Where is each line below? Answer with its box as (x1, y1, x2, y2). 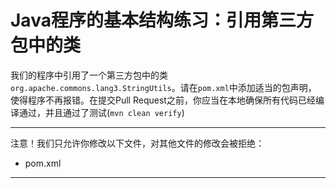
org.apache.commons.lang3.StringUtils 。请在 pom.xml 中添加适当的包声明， (10, 81, 317, 93)
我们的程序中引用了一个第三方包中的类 (10, 69, 168, 81)
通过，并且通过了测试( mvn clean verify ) (18, 106, 185, 118)
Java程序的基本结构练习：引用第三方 (10, 9, 314, 32)
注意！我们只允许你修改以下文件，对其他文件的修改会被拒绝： (10, 137, 265, 149)
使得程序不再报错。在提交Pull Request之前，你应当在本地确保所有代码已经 (10, 94, 316, 106)
